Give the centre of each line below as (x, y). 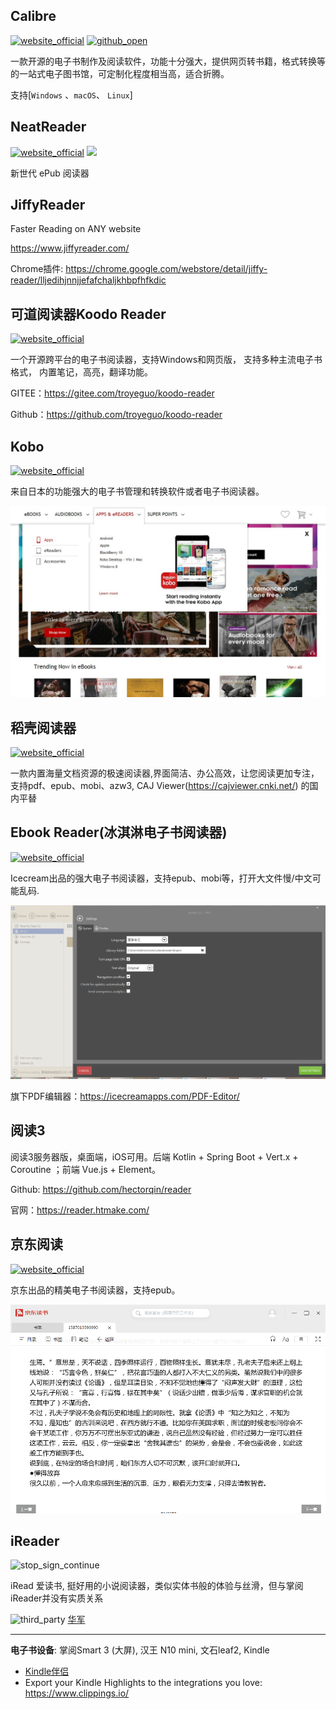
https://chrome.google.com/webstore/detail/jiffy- (166, 269)
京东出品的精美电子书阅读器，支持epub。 (95, 1290)
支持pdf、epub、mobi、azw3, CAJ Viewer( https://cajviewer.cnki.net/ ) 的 (160, 786)
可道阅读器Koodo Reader (88, 314)
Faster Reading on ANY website (76, 229)
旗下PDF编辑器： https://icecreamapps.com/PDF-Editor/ (125, 1096)
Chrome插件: (37, 269)
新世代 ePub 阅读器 (50, 173)
